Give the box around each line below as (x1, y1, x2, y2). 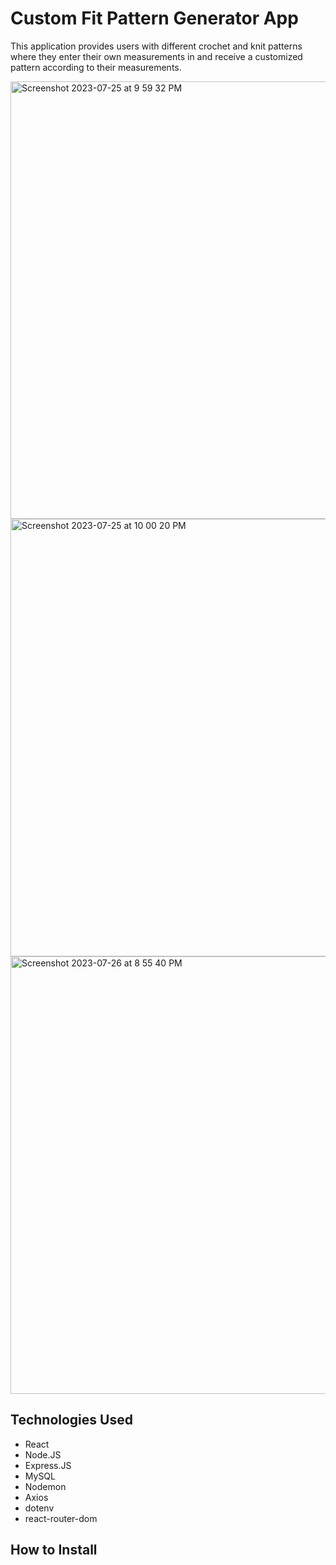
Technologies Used (10, 1412, 133, 1429)
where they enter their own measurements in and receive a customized (10, 50, 303, 62)
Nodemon (24, 1480, 67, 1492)
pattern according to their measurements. (10, 61, 182, 73)
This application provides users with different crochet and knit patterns (10, 40, 303, 52)
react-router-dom (24, 1512, 98, 1524)
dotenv (24, 1502, 55, 1514)
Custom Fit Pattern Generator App (10, 7, 299, 30)
